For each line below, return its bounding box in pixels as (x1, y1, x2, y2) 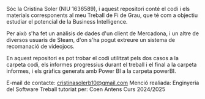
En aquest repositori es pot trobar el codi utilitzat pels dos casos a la (6, 55, 179, 61)
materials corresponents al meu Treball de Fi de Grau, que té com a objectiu (6, 12, 198, 19)
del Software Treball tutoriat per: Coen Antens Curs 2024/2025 (6, 86, 166, 93)
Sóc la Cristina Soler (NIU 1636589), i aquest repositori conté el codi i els (6, 5, 190, 12)
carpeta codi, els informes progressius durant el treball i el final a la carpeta (6, 61, 197, 68)
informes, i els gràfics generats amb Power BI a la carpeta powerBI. (6, 67, 176, 75)
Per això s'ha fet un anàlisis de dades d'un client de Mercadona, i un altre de (6, 30, 199, 37)
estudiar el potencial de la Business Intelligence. (6, 18, 128, 25)
